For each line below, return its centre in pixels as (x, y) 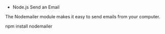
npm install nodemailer (29, 26)
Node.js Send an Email (36, 7)
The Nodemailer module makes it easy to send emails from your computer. (83, 17)
